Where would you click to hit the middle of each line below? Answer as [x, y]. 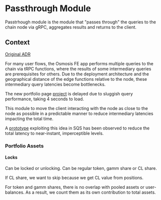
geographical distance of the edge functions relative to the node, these [76, 79]
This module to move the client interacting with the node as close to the [76, 108]
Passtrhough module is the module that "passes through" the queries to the [80, 22]
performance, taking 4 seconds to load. [45, 99]
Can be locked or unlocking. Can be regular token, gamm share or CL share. [81, 168]
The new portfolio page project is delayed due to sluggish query [69, 93]
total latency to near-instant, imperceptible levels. [55, 133]
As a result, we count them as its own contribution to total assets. [91, 192]
